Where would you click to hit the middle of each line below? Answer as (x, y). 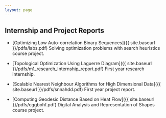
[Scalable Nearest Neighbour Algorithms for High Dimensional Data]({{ (87, 84)
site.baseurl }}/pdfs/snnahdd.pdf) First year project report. (74, 90)
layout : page (19, 10)
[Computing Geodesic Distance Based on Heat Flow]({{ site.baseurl (83, 99)
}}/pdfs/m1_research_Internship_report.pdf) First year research (78, 69)
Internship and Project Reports (55, 31)
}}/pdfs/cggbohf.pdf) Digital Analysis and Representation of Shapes (84, 105)
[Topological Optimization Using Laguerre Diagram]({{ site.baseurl (82, 64)
